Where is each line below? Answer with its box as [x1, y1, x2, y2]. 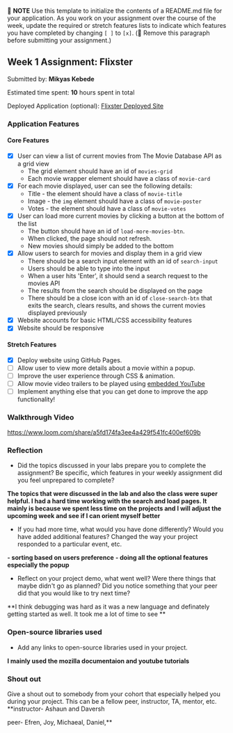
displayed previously [27, 309, 87, 317]
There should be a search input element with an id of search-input [27, 257, 218, 266]
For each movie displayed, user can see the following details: [17, 182, 193, 190]
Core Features [7, 136, 49, 145]
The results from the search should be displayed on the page [27, 287, 203, 295]
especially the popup [7, 561, 70, 570]
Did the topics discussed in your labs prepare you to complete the [17, 461, 207, 469]
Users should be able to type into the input [27, 264, 150, 273]
